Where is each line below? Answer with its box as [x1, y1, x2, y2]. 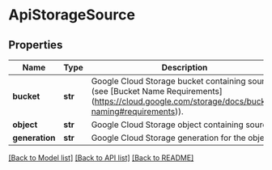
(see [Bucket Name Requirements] [91, 86, 223, 96]
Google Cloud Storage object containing [91, 119, 244, 130]
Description [161, 62, 208, 73]
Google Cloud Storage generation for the [91, 132, 246, 143]
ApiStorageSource [8, 6, 136, 24]
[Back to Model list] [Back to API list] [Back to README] [8, 153, 194, 163]
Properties [8, 38, 63, 52]
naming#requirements [91, 106, 176, 117]
